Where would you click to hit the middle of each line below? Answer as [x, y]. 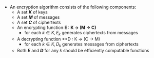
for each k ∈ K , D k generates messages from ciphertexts [81, 44]
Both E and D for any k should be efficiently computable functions [83, 50]
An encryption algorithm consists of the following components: [73, 7]
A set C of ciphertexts [39, 22]
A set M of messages [38, 17]
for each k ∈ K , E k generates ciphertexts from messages [81, 33]
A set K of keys [32, 12]
